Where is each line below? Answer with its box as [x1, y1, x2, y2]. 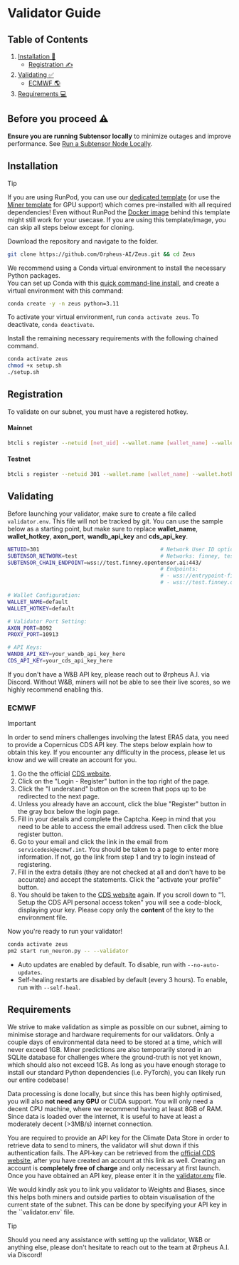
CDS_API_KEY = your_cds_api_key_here [7, 657, 113, 665]
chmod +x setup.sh [7, 362, 62, 370]
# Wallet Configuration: [7, 592, 81, 599]
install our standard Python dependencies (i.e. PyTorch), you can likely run [7, 1068, 225, 1076]
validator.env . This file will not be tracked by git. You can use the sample [7, 516, 223, 525]
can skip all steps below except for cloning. [7, 223, 134, 231]
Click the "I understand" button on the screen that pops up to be [17, 785, 206, 793]
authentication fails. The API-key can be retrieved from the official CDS [7, 1148, 216, 1157]
